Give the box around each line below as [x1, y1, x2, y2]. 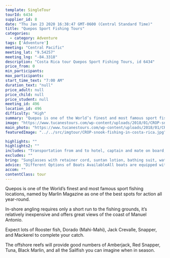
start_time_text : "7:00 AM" [5, 78, 65, 83]
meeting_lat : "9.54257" [5, 50, 56, 55]
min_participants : [5, 69, 44, 74]
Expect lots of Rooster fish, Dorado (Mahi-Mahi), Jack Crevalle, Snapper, [5, 227, 157, 233]
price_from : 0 [5, 64, 35, 69]
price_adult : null [5, 87, 44, 93]
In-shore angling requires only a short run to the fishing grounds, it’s [5, 206, 148, 212]
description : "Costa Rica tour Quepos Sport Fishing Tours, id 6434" [5, 59, 155, 64]
